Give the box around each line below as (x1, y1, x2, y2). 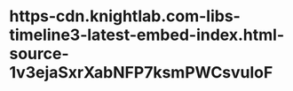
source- (9, 44, 69, 64)
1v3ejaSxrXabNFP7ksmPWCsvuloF (9, 63, 273, 83)
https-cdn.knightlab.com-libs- (9, 6, 242, 27)
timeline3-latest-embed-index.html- (9, 25, 285, 45)
